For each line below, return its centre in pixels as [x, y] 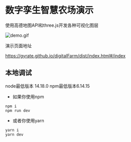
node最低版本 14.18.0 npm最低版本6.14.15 [48, 86]
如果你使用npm [28, 97]
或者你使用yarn [28, 120]
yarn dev [14, 134]
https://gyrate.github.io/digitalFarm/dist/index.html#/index [65, 55]
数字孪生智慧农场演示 [50, 10]
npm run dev [18, 111]
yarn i [12, 130]
